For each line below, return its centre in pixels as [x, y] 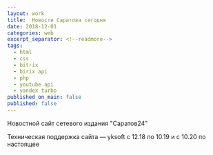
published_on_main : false [44, 98]
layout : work [26, 13]
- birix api [31, 71]
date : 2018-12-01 [32, 26]
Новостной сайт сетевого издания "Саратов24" [78, 123]
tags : [15, 46]
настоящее [23, 144]
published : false [32, 104]
